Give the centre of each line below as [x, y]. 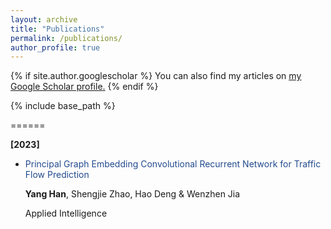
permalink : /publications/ [66, 38]
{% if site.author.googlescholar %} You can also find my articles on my [156, 76]
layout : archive [44, 19]
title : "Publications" [57, 29]
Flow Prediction [57, 175]
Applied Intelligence [66, 213]
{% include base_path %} [63, 106]
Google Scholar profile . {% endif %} [84, 87]
